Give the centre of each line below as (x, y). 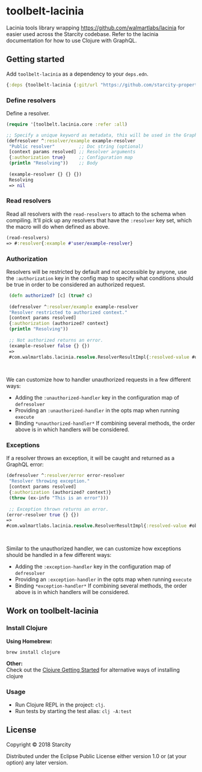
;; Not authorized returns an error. (56, 340)
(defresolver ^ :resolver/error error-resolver (66, 476)
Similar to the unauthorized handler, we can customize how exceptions (94, 549)
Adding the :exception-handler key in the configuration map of (93, 567)
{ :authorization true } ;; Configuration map (71, 157)
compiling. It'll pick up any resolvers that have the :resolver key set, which (99, 220)
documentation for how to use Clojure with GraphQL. (72, 40)
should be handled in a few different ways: (59, 555)
